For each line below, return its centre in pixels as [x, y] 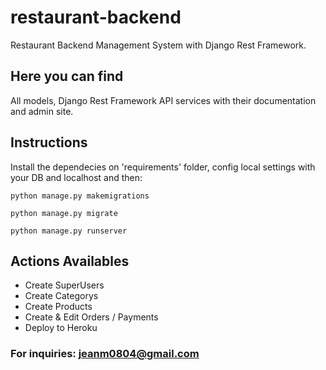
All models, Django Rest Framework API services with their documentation [163, 100]
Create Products [58, 307]
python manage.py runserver [69, 231]
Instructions [49, 142]
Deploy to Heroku [61, 328]
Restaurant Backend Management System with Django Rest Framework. [158, 45]
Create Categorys [61, 296]
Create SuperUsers [64, 285]
